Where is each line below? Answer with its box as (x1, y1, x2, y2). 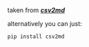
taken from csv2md (7, 6, 65, 14)
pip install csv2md (7, 33, 65, 40)
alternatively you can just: (7, 20, 83, 27)
